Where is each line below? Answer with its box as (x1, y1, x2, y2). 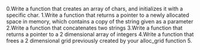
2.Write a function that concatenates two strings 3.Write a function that (6, 24, 183, 31)
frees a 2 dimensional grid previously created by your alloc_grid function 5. (6, 37, 192, 44)
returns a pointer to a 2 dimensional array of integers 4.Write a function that (6, 31, 194, 38)
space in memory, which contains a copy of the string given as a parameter (6, 18, 194, 25)
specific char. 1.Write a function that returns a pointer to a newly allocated (6, 11, 190, 19)
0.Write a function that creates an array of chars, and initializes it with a (6, 5, 183, 12)
